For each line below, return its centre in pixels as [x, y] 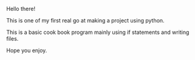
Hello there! [21, 9]
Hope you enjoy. [27, 50]
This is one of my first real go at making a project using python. [86, 20]
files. [12, 38]
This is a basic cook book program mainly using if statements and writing [98, 32]
